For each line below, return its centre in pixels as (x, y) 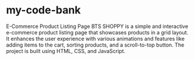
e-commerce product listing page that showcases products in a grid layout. (97, 32)
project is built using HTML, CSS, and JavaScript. (66, 51)
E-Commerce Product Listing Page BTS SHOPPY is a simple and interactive (97, 26)
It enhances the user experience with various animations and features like (96, 38)
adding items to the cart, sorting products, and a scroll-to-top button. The (95, 45)
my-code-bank (44, 10)
